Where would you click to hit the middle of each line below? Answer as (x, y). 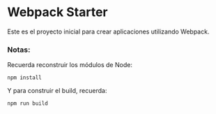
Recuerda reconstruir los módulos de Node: (70, 65)
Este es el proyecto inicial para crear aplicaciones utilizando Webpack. (108, 31)
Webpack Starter (57, 12)
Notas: (19, 50)
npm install (24, 78)
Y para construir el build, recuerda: (57, 91)
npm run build (28, 104)
